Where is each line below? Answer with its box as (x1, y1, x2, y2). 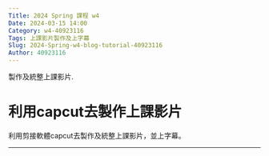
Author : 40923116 (8, 49, 66, 57)
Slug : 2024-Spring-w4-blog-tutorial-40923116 (8, 42, 163, 50)
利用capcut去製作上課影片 (8, 103, 183, 121)
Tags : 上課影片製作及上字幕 (8, 34, 90, 42)
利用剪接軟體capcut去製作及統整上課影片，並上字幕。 (8, 130, 186, 140)
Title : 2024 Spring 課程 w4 (8, 11, 100, 20)
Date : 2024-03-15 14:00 (8, 19, 88, 27)
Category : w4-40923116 (8, 26, 84, 34)
